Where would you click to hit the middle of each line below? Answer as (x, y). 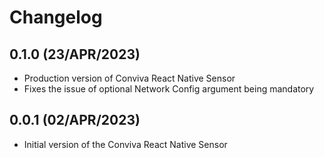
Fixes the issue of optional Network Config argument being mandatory (169, 89)
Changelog (56, 17)
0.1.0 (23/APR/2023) (75, 54)
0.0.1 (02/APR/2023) (75, 120)
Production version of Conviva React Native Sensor (129, 78)
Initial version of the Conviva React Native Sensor (125, 144)
